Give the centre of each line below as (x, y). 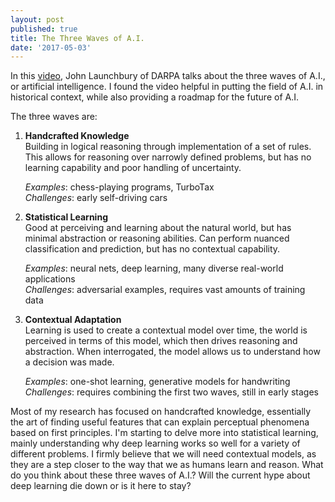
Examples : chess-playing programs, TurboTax (119, 187)
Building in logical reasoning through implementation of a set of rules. (168, 147)
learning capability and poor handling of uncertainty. (133, 168)
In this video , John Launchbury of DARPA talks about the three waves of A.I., (168, 76)
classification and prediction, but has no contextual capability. (152, 249)
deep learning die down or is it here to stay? (101, 486)
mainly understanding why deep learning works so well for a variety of (155, 443)
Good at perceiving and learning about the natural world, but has (158, 228)
